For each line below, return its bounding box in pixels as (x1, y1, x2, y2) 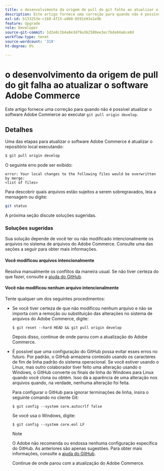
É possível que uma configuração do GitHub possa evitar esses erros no (12, 348, 158, 354)
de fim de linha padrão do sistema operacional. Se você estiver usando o (12, 359, 159, 365)
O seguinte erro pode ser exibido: (5, 162, 73, 168)
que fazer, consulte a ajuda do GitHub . (5, 273, 82, 280)
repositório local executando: (5, 144, 64, 150)
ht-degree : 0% (5, 44, 34, 49)
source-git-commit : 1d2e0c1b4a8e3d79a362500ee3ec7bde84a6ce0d (5, 30, 134, 35)
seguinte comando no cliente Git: (12, 394, 79, 400)
